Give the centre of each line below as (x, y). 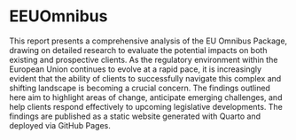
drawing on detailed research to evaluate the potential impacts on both (138, 50)
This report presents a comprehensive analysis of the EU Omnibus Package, (148, 41)
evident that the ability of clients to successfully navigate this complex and (145, 78)
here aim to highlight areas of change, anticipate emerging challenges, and (146, 97)
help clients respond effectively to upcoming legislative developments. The (146, 106)
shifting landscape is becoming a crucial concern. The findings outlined (140, 88)
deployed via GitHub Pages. (60, 125)
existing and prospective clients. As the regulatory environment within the (144, 59)
